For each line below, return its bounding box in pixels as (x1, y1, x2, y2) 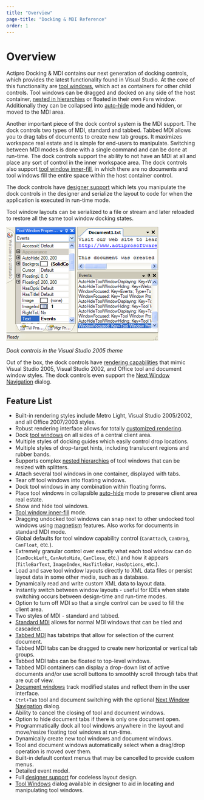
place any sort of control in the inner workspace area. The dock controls (6, 159, 188, 167)
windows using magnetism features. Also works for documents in (15, 522, 179, 529)
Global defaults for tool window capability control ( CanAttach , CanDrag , (15, 535, 190, 542)
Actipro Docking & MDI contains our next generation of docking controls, (6, 70, 188, 77)
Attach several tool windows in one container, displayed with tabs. (15, 470, 181, 477)
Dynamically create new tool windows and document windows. (15, 735, 173, 742)
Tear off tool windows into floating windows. (15, 477, 126, 484)
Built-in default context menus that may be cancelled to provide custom (15, 754, 194, 762)
